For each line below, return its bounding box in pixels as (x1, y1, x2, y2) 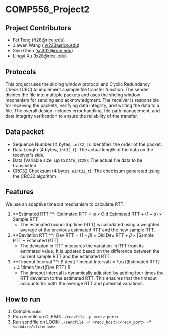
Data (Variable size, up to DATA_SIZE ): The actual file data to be (12, 157, 143, 163)
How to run (5, 295, 41, 303)
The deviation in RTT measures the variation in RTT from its (20, 243, 144, 249)
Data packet (5, 127, 44, 137)
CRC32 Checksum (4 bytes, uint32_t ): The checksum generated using (12, 168, 160, 174)
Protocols (5, 68, 36, 76)
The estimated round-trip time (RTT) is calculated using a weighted (20, 222, 160, 228)
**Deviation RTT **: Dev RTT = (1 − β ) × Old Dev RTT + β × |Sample (12, 232, 154, 238)
